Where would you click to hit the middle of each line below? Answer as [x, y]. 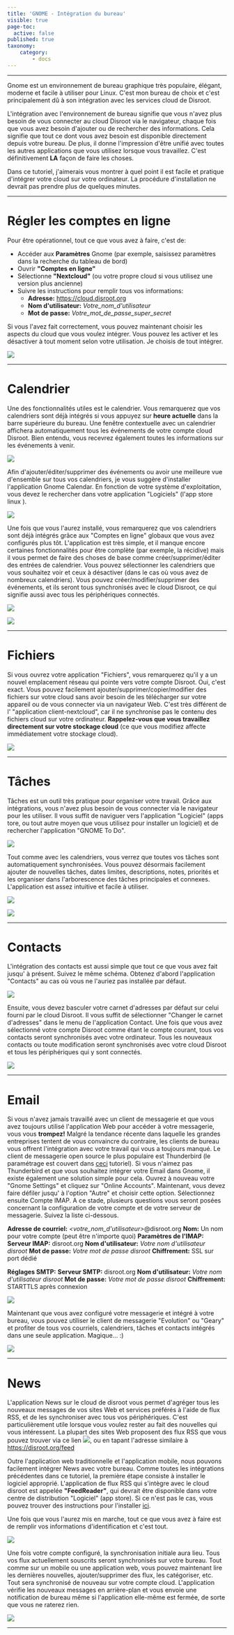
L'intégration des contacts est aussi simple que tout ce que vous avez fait [112, 967]
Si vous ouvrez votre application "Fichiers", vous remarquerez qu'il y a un [112, 674]
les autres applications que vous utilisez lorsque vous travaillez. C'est [107, 150]
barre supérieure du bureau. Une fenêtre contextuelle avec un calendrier [111, 423]
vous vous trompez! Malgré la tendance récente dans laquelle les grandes [114, 1134]
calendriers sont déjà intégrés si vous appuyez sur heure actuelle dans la [113, 416]
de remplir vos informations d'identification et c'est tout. [88, 1526]
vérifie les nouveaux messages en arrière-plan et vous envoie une [102, 1590]
